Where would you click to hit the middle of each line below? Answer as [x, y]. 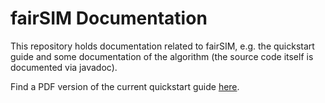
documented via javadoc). [64, 67]
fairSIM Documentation [109, 18]
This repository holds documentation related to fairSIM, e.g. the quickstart [162, 46]
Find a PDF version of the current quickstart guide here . [125, 86]
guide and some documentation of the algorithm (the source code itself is [162, 56]
